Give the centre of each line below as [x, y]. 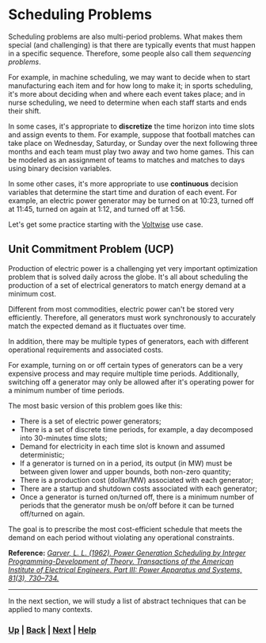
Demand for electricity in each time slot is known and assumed [122, 446]
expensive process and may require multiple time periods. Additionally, [123, 373]
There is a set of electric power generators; [90, 421]
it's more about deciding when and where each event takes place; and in [127, 94]
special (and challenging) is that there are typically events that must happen [132, 44]
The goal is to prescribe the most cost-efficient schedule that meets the [125, 529]
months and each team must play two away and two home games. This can [131, 151]
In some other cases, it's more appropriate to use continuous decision [123, 183]
